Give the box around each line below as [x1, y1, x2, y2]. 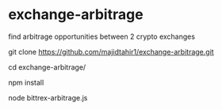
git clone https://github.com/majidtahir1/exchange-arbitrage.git [8, 47, 214, 56]
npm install [8, 78, 44, 87]
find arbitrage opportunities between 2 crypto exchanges [8, 32, 196, 41]
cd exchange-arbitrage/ [8, 62, 86, 72]
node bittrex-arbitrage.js [8, 93, 88, 102]
